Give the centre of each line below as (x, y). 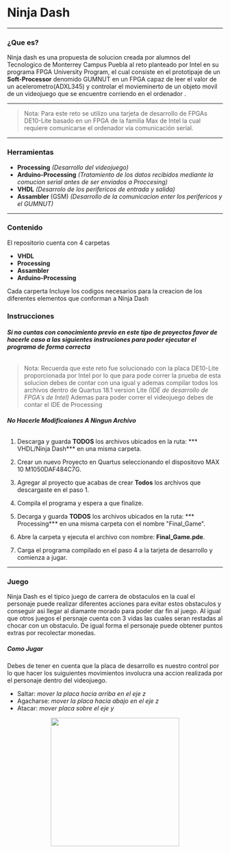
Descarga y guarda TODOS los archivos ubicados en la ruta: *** (107, 442)
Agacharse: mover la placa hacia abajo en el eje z (88, 701)
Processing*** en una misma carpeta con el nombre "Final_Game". (111, 524)
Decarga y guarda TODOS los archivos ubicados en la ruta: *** (106, 517)
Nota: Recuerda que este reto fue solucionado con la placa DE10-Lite (121, 368)
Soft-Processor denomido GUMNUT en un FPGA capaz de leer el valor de (112, 79)
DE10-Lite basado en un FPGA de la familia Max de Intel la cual (112, 121)
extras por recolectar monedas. (51, 633)
